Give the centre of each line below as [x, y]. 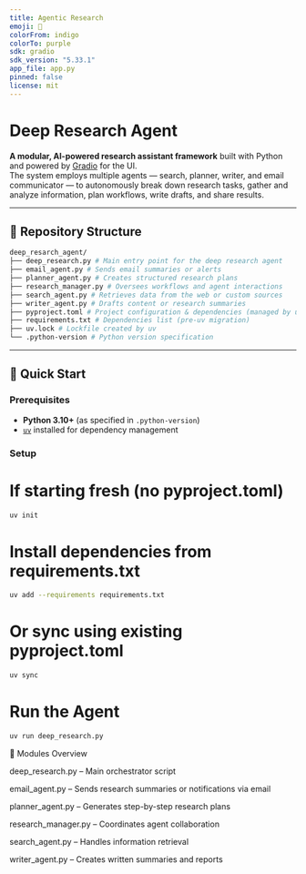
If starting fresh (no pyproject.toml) [147, 490]
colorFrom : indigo [44, 35]
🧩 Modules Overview [49, 753]
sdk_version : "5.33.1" [52, 60]
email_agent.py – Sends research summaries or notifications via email [140, 788]
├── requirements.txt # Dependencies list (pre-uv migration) [130, 320]
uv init [24, 515]
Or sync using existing [96, 631]
